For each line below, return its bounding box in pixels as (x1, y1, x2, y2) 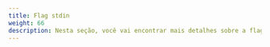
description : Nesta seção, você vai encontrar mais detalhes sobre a (8, 26, 247, 34)
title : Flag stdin (8, 11, 70, 20)
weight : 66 (8, 19, 45, 27)
